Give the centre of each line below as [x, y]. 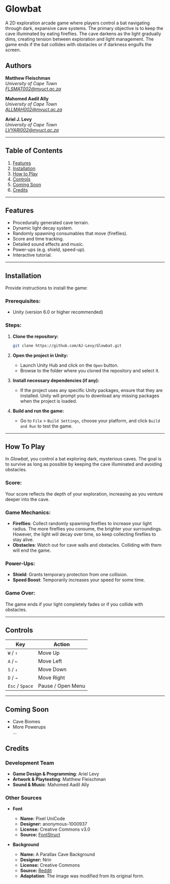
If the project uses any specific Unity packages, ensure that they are [91, 390]
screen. [13, 50]
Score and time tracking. [38, 239]
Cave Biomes [26, 722]
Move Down [52, 669]
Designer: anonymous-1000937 [54, 824]
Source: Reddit [36, 871]
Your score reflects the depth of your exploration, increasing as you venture [84, 494]
